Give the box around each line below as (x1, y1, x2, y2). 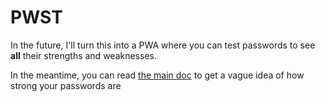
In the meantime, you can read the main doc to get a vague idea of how (10, 69, 305, 81)
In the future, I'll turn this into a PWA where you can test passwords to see (10, 39, 316, 51)
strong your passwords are (10, 79, 122, 91)
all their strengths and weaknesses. (10, 49, 157, 61)
